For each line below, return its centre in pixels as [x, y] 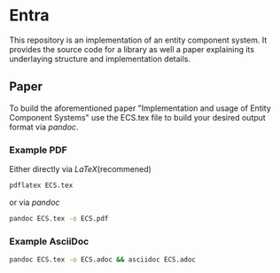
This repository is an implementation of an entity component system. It [138, 40]
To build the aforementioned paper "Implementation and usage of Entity [140, 108]
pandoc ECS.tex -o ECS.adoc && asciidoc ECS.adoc [103, 260]
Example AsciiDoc [49, 241]
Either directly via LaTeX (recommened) [81, 169]
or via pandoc [35, 202]
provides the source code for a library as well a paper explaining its [132, 49]
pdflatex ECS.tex [41, 186]
